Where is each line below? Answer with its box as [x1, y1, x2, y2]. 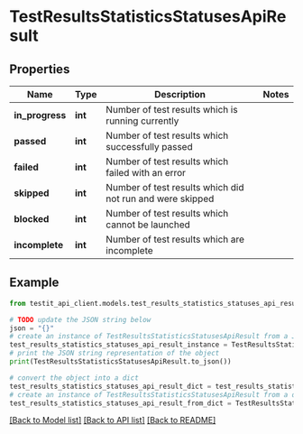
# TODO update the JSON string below [9, 315, 151, 324]
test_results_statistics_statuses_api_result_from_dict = [9, 399, 232, 408]
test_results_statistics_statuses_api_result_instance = [9, 340, 228, 349]
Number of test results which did [106, 181, 244, 193]
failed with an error [106, 167, 187, 179]
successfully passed [106, 141, 193, 152]
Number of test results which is [106, 104, 238, 115]
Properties [9, 61, 70, 77]
